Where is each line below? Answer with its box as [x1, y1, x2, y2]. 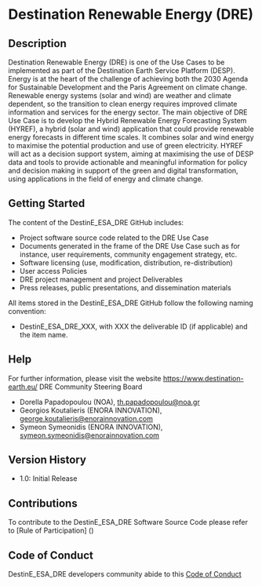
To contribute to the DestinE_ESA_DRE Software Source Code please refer [8, 518, 249, 527]
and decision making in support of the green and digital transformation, [8, 166, 238, 175]
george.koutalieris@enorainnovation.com [19, 413, 153, 423]
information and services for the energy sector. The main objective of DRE [8, 107, 248, 117]
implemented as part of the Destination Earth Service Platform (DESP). [8, 66, 235, 75]
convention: [8, 306, 47, 315]
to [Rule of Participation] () [8, 526, 94, 535]
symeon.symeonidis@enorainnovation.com [19, 430, 159, 440]
